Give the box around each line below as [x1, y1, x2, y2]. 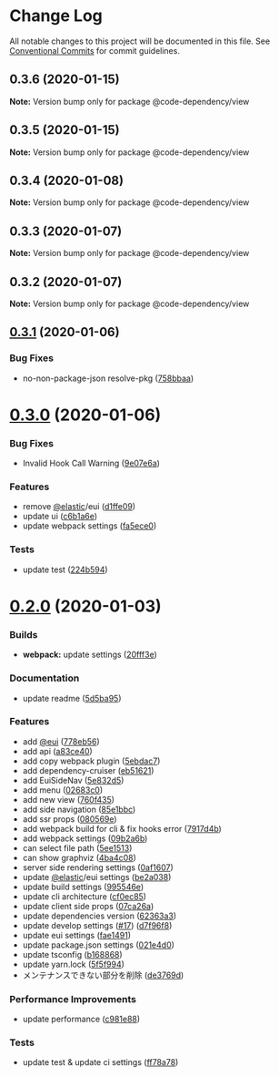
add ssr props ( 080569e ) [22, 813, 117, 825]
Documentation [9, 672, 80, 684]
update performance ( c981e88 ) [22, 1013, 141, 1025]
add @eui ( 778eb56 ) [22, 735, 100, 747]
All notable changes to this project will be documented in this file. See [9, 36, 271, 46]
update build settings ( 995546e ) [22, 881, 144, 892]
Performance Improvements [9, 992, 137, 1005]
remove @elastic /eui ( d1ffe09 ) [22, 501, 136, 512]
